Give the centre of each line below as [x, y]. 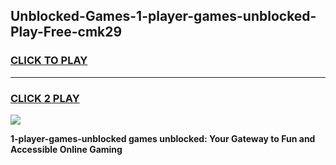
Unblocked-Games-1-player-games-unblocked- [163, 16]
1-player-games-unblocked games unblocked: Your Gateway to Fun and [163, 138]
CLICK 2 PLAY [45, 98]
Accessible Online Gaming [66, 149]
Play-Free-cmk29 [66, 32]
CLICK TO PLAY [49, 61]
